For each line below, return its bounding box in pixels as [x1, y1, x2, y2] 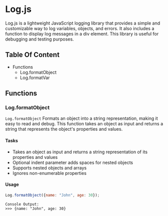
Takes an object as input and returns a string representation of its [12, 149, 148, 155]
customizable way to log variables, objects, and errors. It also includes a [5, 25, 154, 31]
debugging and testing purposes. [5, 36, 74, 42]
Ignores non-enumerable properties [12, 170, 87, 176]
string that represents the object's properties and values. [5, 126, 123, 132]
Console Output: [5, 201, 39, 206]
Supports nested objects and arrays [12, 164, 87, 171]
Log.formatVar [20, 74, 50, 81]
